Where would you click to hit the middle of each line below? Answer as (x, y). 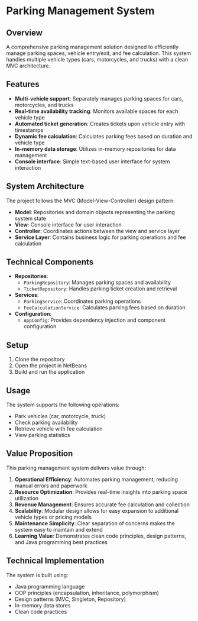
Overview (25, 33)
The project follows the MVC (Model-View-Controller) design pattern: (91, 200)
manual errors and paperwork (51, 486)
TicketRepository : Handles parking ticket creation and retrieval (100, 289)
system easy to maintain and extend (59, 529)
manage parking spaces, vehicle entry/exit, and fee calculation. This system (99, 53)
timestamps (29, 130)
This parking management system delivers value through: (76, 468)
